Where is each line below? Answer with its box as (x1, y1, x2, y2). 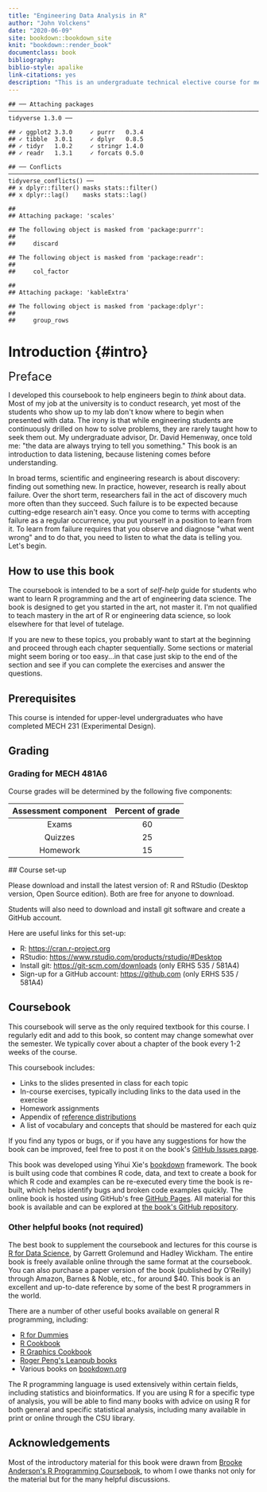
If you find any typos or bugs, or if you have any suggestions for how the (8, 1136, 246, 1145)
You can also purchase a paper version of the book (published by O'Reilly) (8, 1265, 252, 1275)
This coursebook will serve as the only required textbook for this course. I (8, 1021, 250, 1032)
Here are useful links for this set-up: (8, 928, 126, 938)
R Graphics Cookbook (19, 1347, 92, 1357)
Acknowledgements (8, 1436, 110, 1450)
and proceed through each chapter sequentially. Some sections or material (8, 643, 253, 653)
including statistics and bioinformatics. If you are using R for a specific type (8, 1388, 255, 1397)
